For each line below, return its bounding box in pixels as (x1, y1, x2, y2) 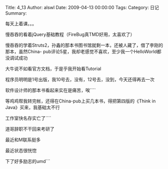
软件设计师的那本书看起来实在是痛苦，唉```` (5, 87, 96, 93)
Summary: (5, 10, 27, 16)
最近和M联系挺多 (5, 137, 41, 143)
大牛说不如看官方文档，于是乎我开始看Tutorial (5, 65, 102, 72)
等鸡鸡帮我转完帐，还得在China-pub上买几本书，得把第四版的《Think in (5, 98, 156, 104)
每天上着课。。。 (5, 21, 37, 26)
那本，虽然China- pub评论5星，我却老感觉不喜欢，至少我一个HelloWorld (5, 49, 157, 54)
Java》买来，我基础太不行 (5, 105, 60, 110)
